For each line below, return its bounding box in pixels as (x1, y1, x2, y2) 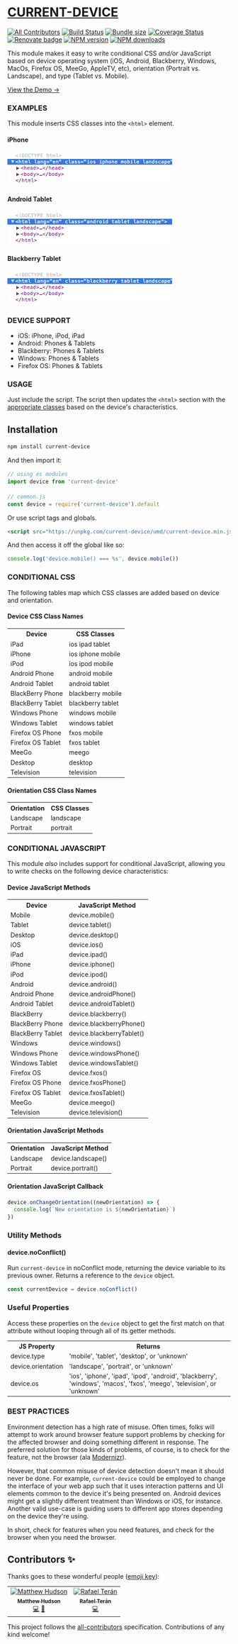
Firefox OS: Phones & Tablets (17, 362, 103, 370)
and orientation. (7, 596, 54, 604)
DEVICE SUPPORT (7, 315, 71, 325)
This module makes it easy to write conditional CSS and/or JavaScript (7, 49, 211, 57)
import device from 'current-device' (7, 478, 119, 485)
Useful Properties (7, 1303, 69, 1313)
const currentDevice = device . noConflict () (7, 1286, 138, 1293)
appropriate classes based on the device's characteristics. (7, 403, 178, 411)
